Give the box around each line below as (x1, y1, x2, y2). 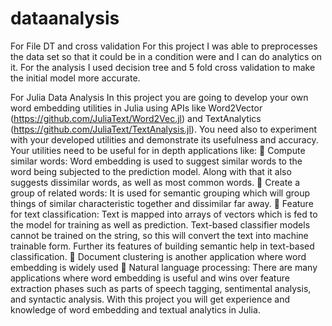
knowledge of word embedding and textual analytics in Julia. (10, 303, 261, 316)
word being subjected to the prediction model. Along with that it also (10, 165, 292, 177)
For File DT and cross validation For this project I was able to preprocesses (10, 40, 318, 52)
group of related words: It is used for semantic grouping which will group (10, 187, 311, 199)
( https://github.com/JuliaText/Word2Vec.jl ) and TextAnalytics (10, 112, 262, 124)
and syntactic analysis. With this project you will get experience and (10, 293, 290, 305)
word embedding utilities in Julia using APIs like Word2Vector (10, 102, 263, 114)
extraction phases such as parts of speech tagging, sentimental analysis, (10, 282, 312, 294)
